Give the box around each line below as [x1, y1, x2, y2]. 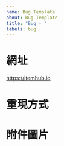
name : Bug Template [6, 9, 56, 15]
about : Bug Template [6, 15, 59, 21]
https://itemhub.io [6, 74, 51, 82]
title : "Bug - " [6, 20, 47, 26]
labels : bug [6, 26, 36, 32]
